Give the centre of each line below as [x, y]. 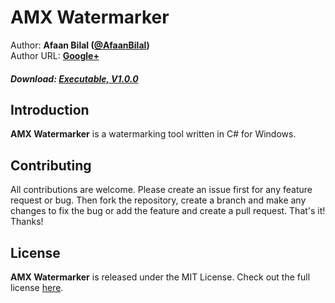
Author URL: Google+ [55, 55]
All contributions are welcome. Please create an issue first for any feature [161, 190]
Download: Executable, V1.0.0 [74, 78]
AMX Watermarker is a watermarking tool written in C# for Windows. [153, 134]
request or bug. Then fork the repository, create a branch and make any [158, 200]
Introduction [50, 109]
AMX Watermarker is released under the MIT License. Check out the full [160, 277]
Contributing [51, 165]
